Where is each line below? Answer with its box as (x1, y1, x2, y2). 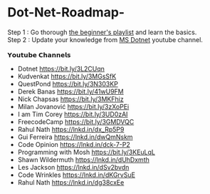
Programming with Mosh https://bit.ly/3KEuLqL (17, 148, 155, 156)
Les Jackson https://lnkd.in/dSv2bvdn (17, 163, 130, 171)
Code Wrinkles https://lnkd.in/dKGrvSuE (17, 170, 135, 179)
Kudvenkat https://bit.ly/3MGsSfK (17, 72, 117, 81)
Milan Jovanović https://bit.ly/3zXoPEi (17, 102, 130, 111)
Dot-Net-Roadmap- (7, 4, 125, 21)
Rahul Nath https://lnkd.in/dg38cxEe (17, 178, 125, 186)
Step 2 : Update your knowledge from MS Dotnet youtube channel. (7, 35, 203, 44)
